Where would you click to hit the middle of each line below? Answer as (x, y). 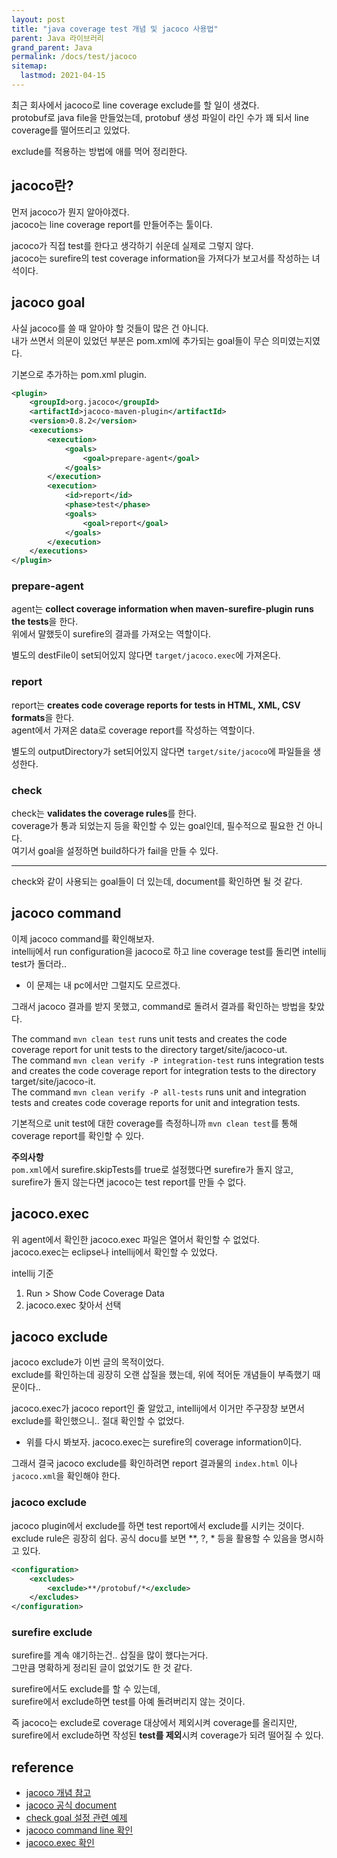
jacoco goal (48, 302)
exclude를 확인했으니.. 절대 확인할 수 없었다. (98, 1421)
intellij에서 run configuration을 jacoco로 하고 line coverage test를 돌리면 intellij (169, 951)
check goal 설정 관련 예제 (76, 1818)
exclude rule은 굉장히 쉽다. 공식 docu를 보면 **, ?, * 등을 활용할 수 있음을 (154, 1538)
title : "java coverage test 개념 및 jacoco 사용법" (115, 29)
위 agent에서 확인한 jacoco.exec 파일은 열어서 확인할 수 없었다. (136, 1239)
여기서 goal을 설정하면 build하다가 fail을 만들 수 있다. (115, 851)
